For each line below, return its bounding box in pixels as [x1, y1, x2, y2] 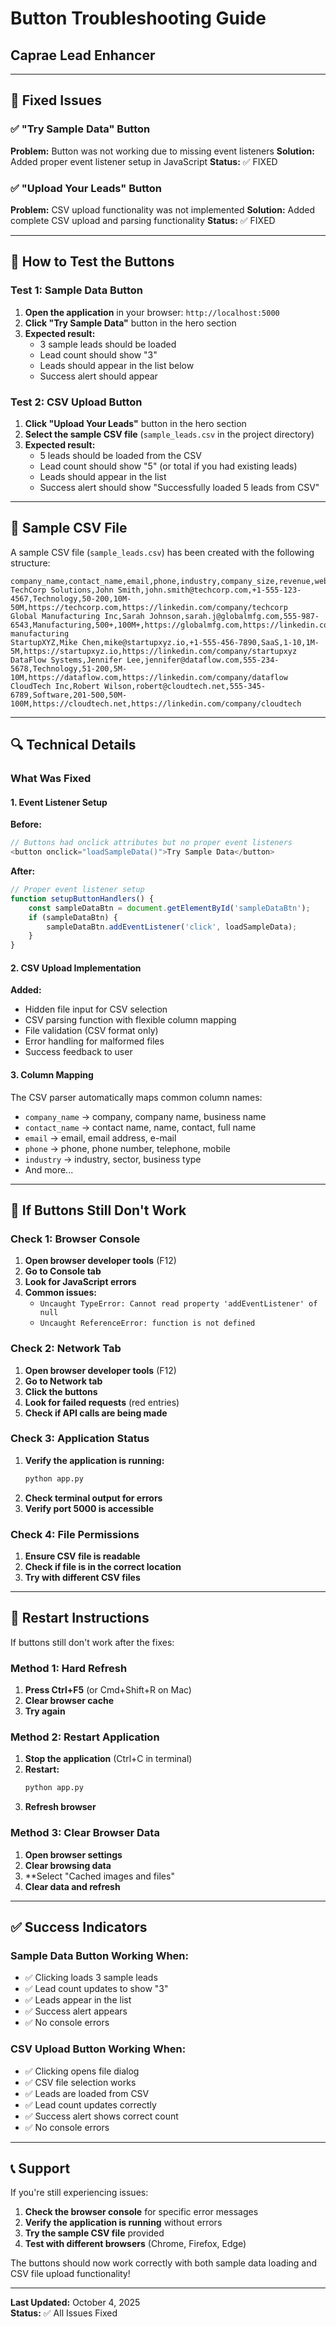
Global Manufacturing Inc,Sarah [10, 611, 145, 621]
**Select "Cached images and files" [24, 1870, 175, 1882]
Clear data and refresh [24, 1880, 121, 1892]
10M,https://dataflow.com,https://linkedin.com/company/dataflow [10, 672, 288, 682]
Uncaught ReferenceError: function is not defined [39, 1318, 256, 1329]
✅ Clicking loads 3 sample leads [24, 1972, 158, 1984]
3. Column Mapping [10, 1068, 94, 1081]
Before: [10, 818, 42, 831]
